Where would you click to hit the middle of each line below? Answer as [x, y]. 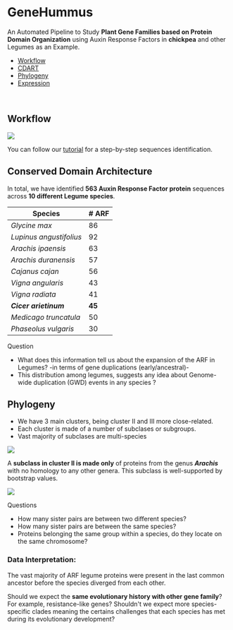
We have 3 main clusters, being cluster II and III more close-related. [115, 422]
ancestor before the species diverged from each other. [87, 583]
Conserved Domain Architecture [80, 171]
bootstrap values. [33, 478]
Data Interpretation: [42, 560]
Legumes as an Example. [44, 47]
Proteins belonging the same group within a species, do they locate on [120, 534]
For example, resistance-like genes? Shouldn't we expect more [99, 604]
